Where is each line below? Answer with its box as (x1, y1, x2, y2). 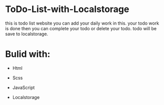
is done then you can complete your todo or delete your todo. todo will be (5, 25, 156, 31)
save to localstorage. (5, 31, 48, 37)
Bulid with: (5, 49, 50, 60)
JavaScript (12, 84, 35, 90)
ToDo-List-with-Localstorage (5, 4, 129, 15)
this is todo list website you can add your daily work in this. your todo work (5, 20, 159, 26)
